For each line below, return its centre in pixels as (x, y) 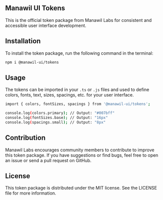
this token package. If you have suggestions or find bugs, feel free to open (82, 155)
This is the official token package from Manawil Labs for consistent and (79, 20)
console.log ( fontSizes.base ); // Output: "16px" (57, 118)
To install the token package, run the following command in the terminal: (79, 53)
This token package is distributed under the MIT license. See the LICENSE (81, 188)
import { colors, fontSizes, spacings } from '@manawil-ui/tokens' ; (78, 104)
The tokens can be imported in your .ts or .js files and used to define (77, 90)
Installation (23, 41)
